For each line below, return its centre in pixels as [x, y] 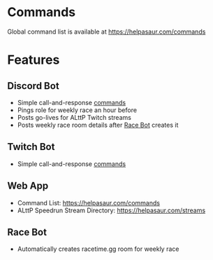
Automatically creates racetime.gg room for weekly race [98, 249]
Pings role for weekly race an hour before [77, 110]
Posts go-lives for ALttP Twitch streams [74, 117]
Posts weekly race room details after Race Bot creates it [98, 125]
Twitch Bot [31, 147]
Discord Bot [33, 86]
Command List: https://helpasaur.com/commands [89, 203]
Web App [28, 186]
